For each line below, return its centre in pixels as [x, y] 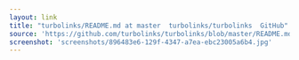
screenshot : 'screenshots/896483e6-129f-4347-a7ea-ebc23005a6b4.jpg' [141, 42]
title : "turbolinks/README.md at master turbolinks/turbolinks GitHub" [149, 26]
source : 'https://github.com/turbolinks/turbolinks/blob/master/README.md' [153, 34]
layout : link [33, 17]
